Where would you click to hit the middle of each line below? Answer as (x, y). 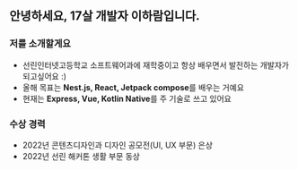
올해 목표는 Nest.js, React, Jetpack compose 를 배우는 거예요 (133, 87)
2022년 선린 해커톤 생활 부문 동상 (81, 156)
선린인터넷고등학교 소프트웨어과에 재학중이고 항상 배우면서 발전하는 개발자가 (156, 64)
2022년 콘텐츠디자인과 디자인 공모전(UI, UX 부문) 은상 (118, 145)
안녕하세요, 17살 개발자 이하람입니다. (105, 16)
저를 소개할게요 (40, 44)
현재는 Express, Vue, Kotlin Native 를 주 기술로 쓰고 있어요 (127, 98)
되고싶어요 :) (44, 76)
